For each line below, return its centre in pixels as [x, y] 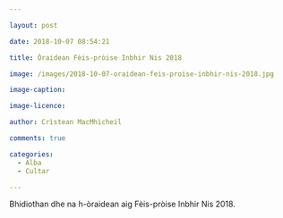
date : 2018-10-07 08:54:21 [60, 41]
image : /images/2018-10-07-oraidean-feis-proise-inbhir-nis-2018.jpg [142, 74]
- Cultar [34, 171]
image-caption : [38, 90]
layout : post [34, 25]
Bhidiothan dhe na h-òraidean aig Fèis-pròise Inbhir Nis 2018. [122, 204]
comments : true [38, 138]
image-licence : [38, 106]
